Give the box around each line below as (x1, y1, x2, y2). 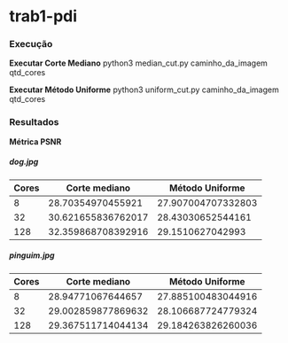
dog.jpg (9, 157, 39, 168)
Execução (9, 38, 53, 51)
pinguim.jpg (9, 250, 55, 261)
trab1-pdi (9, 6, 78, 27)
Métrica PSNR (9, 136, 62, 147)
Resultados (9, 116, 59, 129)
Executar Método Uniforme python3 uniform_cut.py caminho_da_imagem (9, 84, 279, 95)
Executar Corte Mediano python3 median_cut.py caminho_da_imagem (9, 58, 269, 68)
